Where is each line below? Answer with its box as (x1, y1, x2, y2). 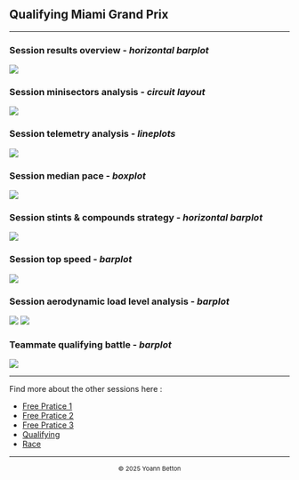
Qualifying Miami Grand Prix (9, 7, 169, 22)
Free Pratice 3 (21, 420, 74, 430)
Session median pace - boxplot (9, 169, 147, 181)
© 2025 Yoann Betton (117, 464, 182, 474)
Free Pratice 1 (21, 401, 73, 412)
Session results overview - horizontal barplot (9, 44, 209, 56)
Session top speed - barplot (9, 253, 133, 266)
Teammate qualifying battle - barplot (9, 338, 172, 350)
